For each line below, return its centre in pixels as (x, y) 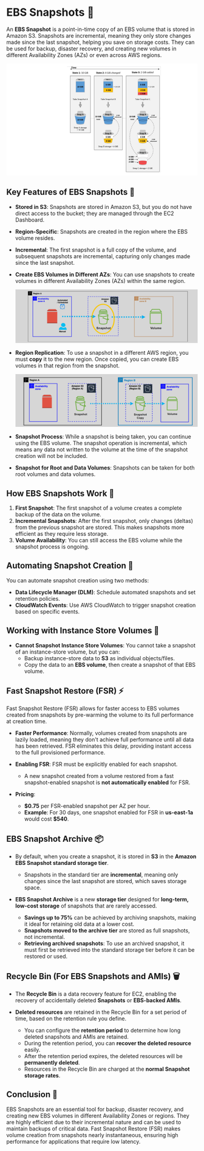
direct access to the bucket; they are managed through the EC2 (94, 213)
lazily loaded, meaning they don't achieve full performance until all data (104, 740)
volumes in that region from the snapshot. (67, 366)
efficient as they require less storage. (62, 533)
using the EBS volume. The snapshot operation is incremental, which (101, 443)
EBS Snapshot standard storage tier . (62, 863)
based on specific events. (47, 611)
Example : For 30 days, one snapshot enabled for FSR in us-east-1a (108, 813)
